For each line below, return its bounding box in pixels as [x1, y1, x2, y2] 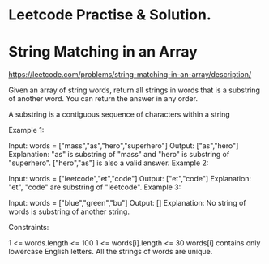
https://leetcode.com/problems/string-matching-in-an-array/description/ [8, 70, 252, 79]
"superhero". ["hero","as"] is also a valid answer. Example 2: [8, 158, 209, 168]
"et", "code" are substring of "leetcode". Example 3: [8, 182, 181, 192]
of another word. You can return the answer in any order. [8, 94, 199, 104]
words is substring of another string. [8, 207, 130, 216]
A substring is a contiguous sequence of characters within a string [8, 109, 231, 119]
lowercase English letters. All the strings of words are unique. [8, 247, 213, 257]
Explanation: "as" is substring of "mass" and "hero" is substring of [8, 150, 230, 160]
